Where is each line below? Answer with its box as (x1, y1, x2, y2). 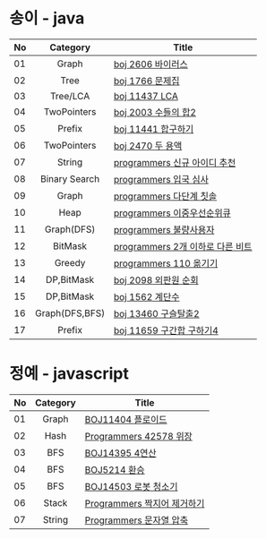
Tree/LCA (49, 90, 90, 102)
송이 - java (9, 8, 85, 29)
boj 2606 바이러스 (113, 57, 188, 70)
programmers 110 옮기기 (113, 257, 219, 269)
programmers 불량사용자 (113, 223, 215, 235)
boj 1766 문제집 (113, 74, 180, 87)
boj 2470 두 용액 (113, 140, 183, 152)
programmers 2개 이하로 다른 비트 (113, 240, 253, 252)
